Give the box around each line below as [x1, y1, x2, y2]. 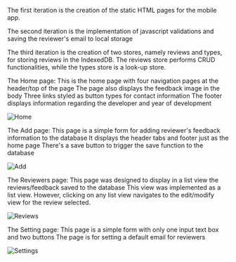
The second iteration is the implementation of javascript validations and [7, 27, 214, 35]
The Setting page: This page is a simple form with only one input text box [7, 225, 219, 234]
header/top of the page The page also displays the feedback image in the [7, 84, 220, 92]
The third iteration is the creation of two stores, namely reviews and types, [7, 48, 223, 56]
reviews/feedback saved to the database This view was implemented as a [7, 183, 221, 192]
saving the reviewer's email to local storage [7, 34, 133, 43]
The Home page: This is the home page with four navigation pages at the [7, 77, 219, 85]
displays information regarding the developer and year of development [7, 99, 212, 107]
